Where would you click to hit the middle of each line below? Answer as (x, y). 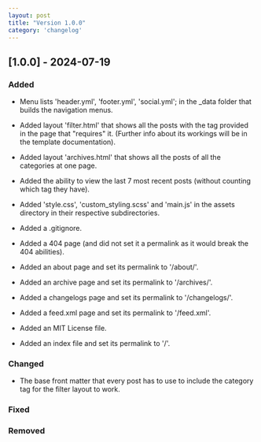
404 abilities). (42, 252)
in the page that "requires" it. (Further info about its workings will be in (133, 134)
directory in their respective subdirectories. (89, 213)
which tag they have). (55, 189)
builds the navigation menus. (66, 110)
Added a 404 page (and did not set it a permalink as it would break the (134, 243)
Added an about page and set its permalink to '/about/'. (109, 267)
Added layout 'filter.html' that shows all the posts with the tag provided (134, 125)
